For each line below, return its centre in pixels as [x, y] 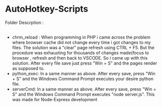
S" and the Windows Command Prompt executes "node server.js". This [83, 94]
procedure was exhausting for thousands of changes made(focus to [81, 53]
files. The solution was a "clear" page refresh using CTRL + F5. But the [83, 47]
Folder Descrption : [24, 22]
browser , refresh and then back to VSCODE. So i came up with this [80, 58]
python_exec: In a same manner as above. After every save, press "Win [84, 73]
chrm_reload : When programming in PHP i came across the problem [81, 37]
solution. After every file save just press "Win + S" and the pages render [85, 63]
